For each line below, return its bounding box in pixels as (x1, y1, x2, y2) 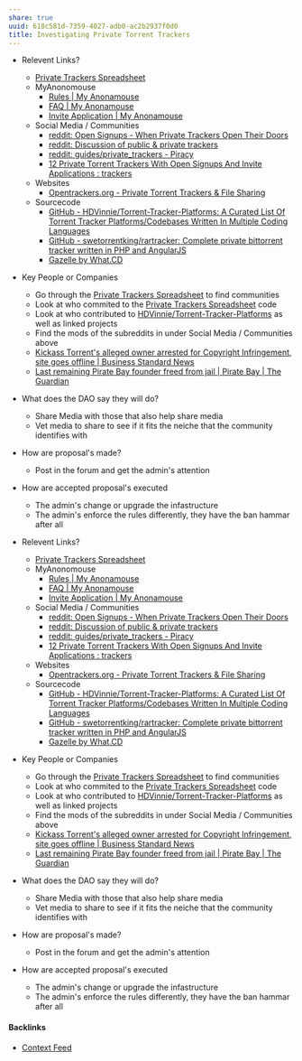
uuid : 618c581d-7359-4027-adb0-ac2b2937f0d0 (8, 22, 178, 31)
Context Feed (21, 1042, 73, 1053)
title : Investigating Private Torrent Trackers (8, 30, 191, 39)
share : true (8, 13, 53, 23)
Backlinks (8, 1021, 47, 1032)
